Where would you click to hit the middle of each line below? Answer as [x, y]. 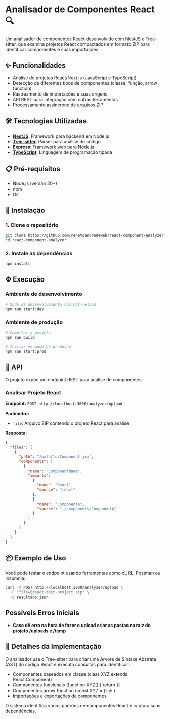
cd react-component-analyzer [36, 240]
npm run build [20, 337]
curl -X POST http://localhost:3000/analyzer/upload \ [64, 588]
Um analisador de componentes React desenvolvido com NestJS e [75, 39]
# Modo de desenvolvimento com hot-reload [51, 304]
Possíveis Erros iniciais [42, 613]
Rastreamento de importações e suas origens [60, 94]
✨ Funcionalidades [35, 65]
